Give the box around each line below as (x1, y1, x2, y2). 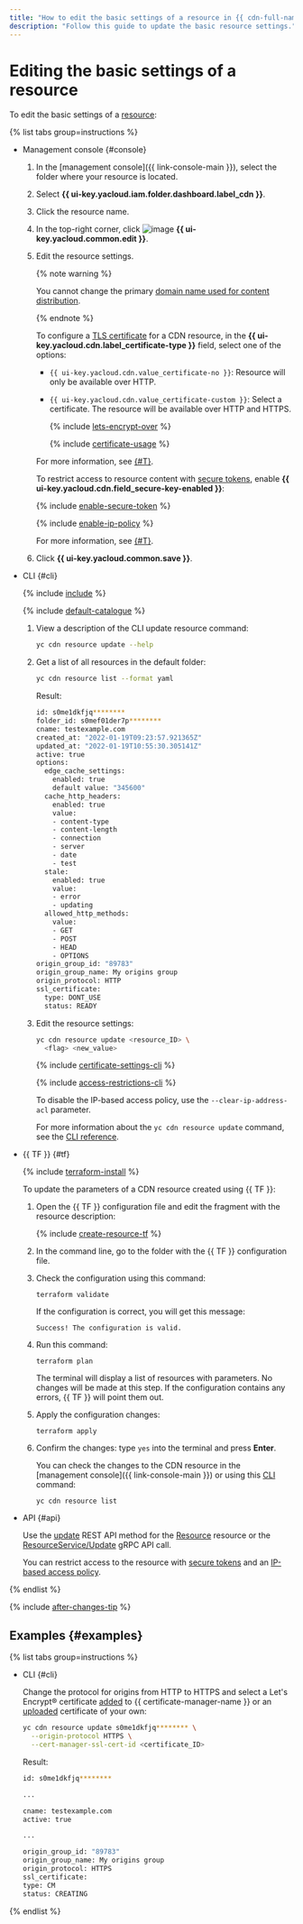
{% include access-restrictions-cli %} (35, 1077, 177, 1088)
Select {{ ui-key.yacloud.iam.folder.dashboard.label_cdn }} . (35, 189, 266, 199)
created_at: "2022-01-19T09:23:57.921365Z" (35, 732, 203, 742)
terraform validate (35, 1291, 110, 1300)
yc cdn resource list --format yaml (35, 674, 174, 684)
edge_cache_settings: (43, 767, 126, 776)
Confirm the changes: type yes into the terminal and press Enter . (35, 1442, 277, 1453)
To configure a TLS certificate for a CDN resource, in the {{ (35, 330, 256, 341)
